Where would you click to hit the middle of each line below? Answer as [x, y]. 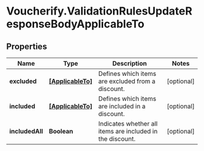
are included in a [122, 106]
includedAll [26, 131]
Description [129, 63]
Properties [27, 46]
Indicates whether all [128, 124]
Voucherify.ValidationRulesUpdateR [99, 11]
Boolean [61, 131]
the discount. [117, 139]
